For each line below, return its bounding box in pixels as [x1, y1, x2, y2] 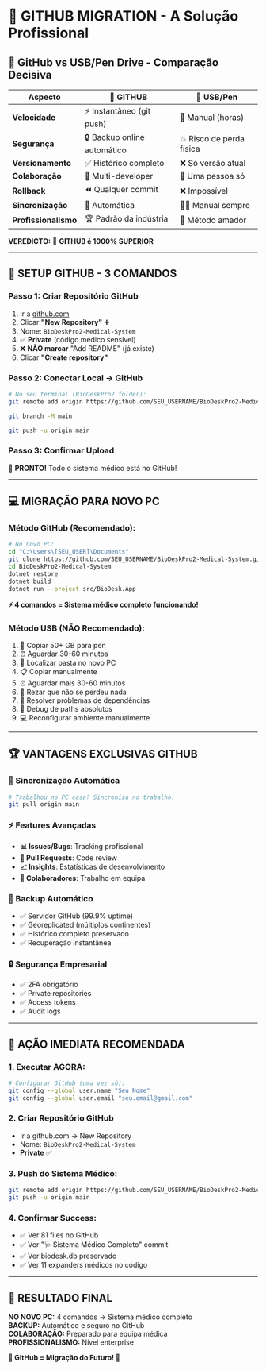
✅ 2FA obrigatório [19, 980, 78, 990]
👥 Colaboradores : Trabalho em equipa [19, 873, 146, 882]
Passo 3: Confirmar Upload [8, 445, 115, 456]
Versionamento [12, 158, 71, 168]
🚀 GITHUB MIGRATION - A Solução [8, 7, 239, 25]
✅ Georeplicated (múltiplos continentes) [19, 920, 151, 929]
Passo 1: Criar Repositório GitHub [8, 291, 139, 302]
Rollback [12, 185, 46, 196]
